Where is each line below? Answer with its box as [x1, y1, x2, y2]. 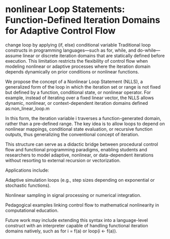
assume [5, 52, 22, 59]
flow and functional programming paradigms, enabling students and [5, 146, 147, 152]
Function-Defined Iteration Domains [5, 14, 160, 26]
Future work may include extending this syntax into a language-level [5, 217, 148, 223]
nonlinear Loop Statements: [5, 4, 125, 15]
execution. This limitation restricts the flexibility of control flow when [5, 58, 148, 64]
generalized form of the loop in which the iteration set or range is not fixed [5, 84, 161, 90]
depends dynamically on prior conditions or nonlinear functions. [5, 68, 140, 74]
